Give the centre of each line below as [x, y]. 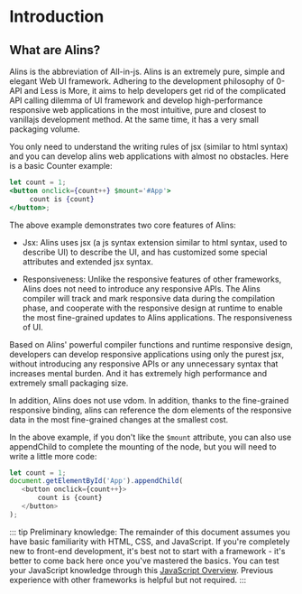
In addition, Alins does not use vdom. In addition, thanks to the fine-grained [149, 400]
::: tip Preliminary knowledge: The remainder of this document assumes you [150, 532]
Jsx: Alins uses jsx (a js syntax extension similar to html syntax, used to [155, 242]
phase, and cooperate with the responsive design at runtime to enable [152, 308]
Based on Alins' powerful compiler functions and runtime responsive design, [151, 344]
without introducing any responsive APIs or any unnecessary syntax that [144, 364]
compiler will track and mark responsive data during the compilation [149, 298]
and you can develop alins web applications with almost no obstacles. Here [149, 156]
